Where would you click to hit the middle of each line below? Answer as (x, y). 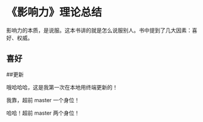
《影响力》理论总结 (54, 12)
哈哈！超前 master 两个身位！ (43, 113)
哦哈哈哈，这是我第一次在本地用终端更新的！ (62, 87)
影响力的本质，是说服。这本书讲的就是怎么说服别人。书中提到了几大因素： (99, 30)
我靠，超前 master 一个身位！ (43, 100)
